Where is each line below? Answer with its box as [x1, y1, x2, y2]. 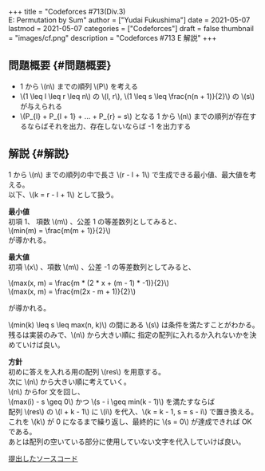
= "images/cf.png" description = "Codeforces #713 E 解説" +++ [8, 34, 217, 42]
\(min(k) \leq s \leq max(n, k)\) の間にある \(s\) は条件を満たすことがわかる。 [8, 319, 259, 330]
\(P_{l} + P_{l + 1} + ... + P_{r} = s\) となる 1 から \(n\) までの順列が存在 [19, 111, 250, 121]
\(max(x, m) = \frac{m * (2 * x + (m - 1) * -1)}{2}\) [8, 278, 170, 287]
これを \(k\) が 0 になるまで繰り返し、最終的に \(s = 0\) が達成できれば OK [8, 417, 253, 426]
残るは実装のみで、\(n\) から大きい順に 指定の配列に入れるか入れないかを [8, 330, 250, 339]
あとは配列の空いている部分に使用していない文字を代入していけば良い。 [8, 437, 246, 446]
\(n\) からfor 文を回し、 [8, 386, 85, 396]
